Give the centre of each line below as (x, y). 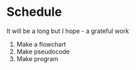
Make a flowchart (41, 44)
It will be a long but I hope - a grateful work (68, 31)
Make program (37, 58)
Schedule (35, 12)
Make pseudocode (43, 51)
